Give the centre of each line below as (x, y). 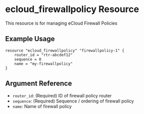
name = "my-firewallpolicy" (43, 64)
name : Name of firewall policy (42, 106)
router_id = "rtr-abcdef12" (43, 55)
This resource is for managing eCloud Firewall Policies (61, 23)
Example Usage (30, 39)
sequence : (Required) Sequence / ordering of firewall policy (73, 101)
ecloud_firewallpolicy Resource (72, 9)
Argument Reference (39, 84)
